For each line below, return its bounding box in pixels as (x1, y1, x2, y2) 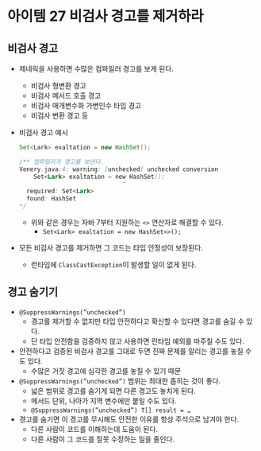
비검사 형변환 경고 (30, 81, 86, 90)
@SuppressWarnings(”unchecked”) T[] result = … (30, 406, 191, 414)
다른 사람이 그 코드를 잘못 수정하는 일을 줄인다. (30, 434, 175, 444)
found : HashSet (26, 195, 77, 203)
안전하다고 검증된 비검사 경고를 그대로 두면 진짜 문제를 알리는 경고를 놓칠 (18, 346, 244, 356)
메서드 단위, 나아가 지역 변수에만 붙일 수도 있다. (30, 395, 177, 406)
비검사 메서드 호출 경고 (30, 91, 102, 100)
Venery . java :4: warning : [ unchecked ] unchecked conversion (18, 165, 219, 173)
